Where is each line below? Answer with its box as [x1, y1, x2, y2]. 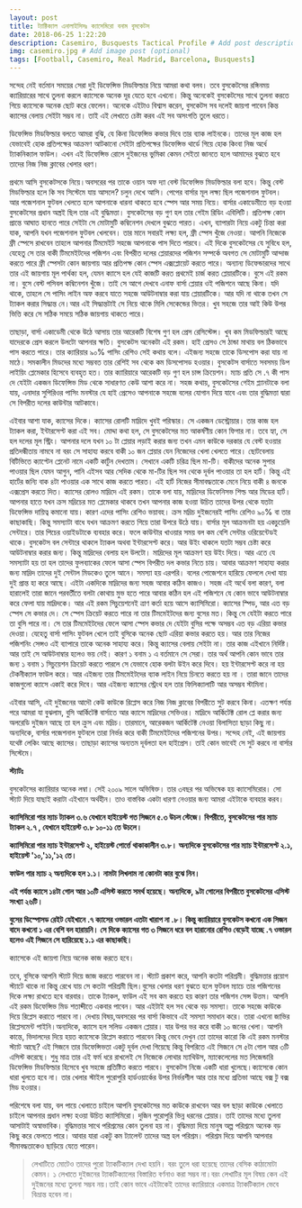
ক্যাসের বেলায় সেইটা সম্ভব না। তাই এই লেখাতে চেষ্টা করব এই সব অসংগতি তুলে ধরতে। [9, 110, 231, 121]
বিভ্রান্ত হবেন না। [31, 1189, 75, 1199]
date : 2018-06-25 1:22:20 [9, 30, 106, 39]
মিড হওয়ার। [9, 1082, 43, 1093]
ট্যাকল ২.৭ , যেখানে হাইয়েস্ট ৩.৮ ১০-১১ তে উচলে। [9, 822, 142, 832]
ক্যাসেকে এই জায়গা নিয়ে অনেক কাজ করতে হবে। [9, 952, 135, 963]
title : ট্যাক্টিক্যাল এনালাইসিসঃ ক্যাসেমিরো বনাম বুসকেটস [9, 22, 150, 31]
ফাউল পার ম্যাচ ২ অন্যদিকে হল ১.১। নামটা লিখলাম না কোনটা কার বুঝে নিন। [9, 868, 200, 878]
